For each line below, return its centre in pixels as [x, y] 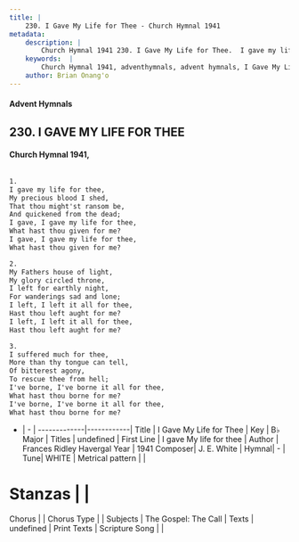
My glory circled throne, [57, 280]
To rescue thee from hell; [59, 380]
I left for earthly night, [59, 289]
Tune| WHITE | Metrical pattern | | [84, 458]
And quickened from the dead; [65, 215]
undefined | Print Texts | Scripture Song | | [87, 528]
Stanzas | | [50, 493]
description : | [53, 42]
